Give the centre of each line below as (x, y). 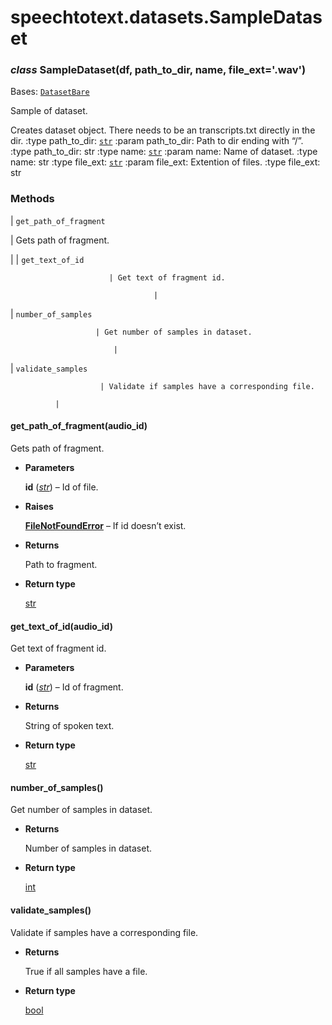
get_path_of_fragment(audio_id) (79, 426)
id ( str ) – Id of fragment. (74, 687)
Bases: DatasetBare (50, 92)
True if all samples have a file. (86, 971)
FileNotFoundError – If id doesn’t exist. (105, 525)
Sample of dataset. (49, 111)
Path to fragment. (61, 564)
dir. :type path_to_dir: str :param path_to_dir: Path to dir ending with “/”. (157, 141)
